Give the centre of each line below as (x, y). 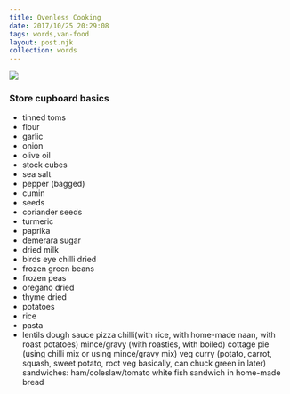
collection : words (43, 51)
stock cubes (45, 165)
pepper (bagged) (53, 184)
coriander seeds (52, 212)
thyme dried (44, 297)
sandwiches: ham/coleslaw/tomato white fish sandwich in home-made (151, 373)
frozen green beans (58, 269)
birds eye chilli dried (59, 260)
